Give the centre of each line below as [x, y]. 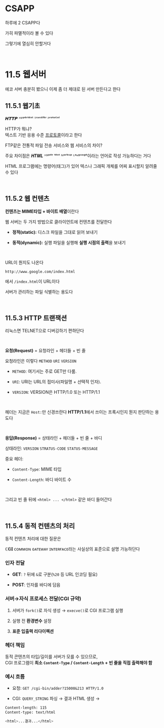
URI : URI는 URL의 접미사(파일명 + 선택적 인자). [57, 382]
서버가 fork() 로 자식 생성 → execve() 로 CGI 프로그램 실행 [68, 610]
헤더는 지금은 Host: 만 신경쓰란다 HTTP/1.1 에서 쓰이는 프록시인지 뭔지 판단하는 [80, 412]
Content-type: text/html [30, 712]
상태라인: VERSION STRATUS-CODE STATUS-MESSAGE [51, 449]
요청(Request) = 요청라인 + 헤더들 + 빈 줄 [45, 351]
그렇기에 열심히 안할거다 [28, 43]
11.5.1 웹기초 [23, 106]
